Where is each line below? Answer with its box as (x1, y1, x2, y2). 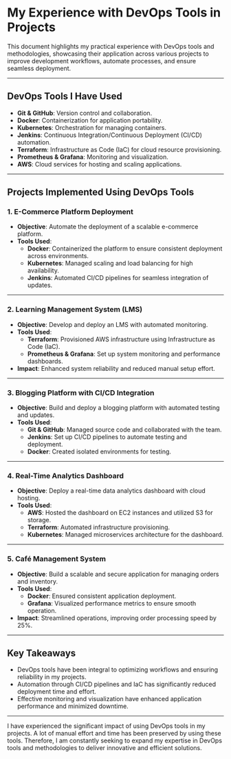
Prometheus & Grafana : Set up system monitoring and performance (27, 350, 221, 358)
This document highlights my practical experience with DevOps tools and (7, 42, 214, 50)
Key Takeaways (7, 648, 76, 659)
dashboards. (27, 356, 63, 365)
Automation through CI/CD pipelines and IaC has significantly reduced (16, 680, 217, 689)
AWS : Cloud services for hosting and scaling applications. (16, 160, 182, 168)
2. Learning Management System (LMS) (7, 305, 143, 314)
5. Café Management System (7, 554, 107, 564)
